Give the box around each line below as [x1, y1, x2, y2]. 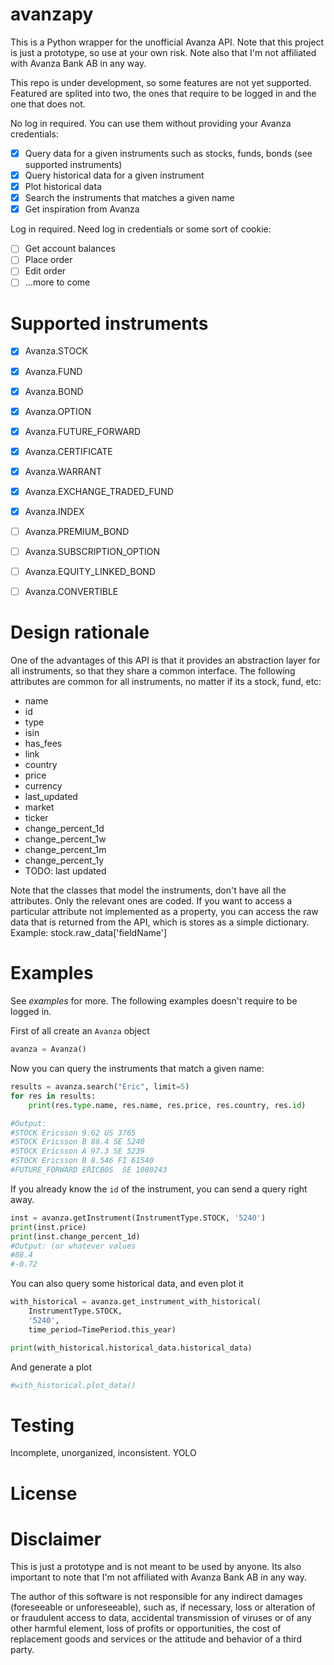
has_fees [24, 738, 63, 750]
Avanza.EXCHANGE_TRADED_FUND [24, 485, 174, 497]
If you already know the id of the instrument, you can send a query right [10, 1183, 308, 1195]
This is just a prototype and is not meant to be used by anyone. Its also [10, 1561, 302, 1573]
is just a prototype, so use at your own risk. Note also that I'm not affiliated [10, 46, 317, 58]
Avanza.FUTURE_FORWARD [24, 425, 142, 437]
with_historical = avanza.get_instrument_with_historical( [10, 1297, 262, 1307]
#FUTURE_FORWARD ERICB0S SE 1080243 [10, 1165, 168, 1175]
